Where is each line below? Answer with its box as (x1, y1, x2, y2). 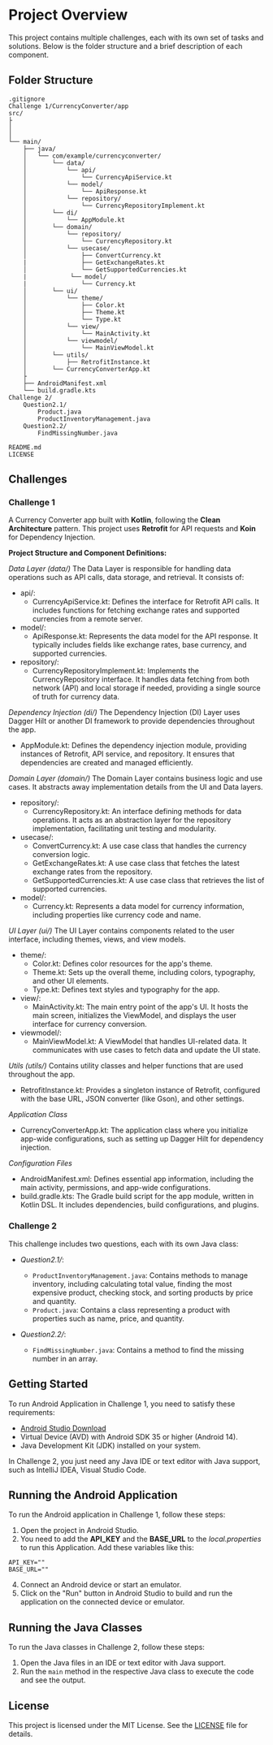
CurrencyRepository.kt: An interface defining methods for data (32, 807, 242, 816)
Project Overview (8, 6, 128, 24)
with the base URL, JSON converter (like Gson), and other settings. (19, 1094, 245, 1104)
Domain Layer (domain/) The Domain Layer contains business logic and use (8, 773, 262, 783)
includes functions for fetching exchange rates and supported (32, 605, 240, 615)
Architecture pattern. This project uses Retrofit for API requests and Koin (8, 524, 256, 534)
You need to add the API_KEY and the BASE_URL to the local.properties (19, 1534, 262, 1544)
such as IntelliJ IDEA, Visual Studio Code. (8, 1465, 147, 1474)
